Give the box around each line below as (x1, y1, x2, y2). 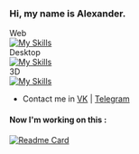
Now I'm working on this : (9, 114, 107, 125)
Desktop (9, 47, 41, 58)
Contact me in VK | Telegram (22, 93, 130, 104)
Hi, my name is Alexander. (9, 7, 126, 20)
